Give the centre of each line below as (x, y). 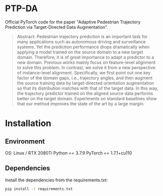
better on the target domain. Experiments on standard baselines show (87, 98)
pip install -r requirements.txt (39, 189)
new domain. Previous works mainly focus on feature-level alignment (86, 62)
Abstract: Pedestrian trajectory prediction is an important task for (82, 36)
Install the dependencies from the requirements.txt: (56, 180)
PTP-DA (21, 9)
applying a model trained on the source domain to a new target (80, 52)
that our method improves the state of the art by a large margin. (81, 104)
